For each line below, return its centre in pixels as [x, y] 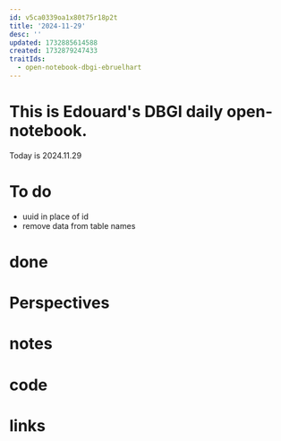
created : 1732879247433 [54, 51]
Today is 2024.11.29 [46, 155]
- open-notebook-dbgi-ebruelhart [80, 68]
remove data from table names [79, 225]
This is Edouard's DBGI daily [116, 112]
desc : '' [26, 34]
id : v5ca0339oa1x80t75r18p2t [64, 17]
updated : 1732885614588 [54, 42]
